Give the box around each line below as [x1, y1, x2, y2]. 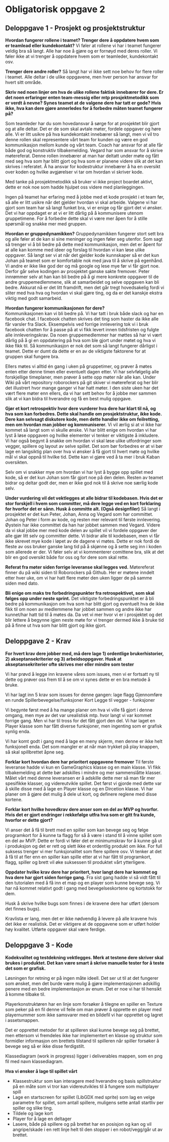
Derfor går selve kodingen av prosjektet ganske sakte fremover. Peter [5, 269, 150, 274]
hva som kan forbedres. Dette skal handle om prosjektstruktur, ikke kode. [5, 411, 162, 416]
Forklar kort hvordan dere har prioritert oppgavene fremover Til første [5, 758, 154, 765]
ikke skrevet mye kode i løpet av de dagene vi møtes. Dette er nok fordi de [5, 538, 160, 544]
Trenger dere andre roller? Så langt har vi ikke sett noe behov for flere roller [5, 68, 164, 74]
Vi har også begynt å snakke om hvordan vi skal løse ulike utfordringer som [5, 438, 161, 444]
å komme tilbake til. [5, 991, 45, 997]
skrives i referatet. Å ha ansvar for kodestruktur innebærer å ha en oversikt [5, 164, 160, 169]
